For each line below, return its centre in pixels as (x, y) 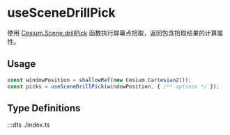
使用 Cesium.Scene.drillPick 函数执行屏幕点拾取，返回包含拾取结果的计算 (112, 33)
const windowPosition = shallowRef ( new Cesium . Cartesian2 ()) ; (99, 80)
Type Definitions (44, 108)
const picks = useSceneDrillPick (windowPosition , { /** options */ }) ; (113, 86)
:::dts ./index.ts (29, 125)
